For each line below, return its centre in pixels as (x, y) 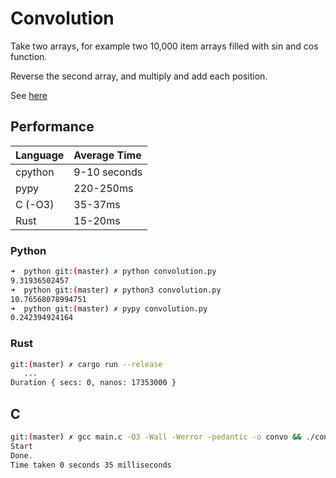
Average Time (107, 155)
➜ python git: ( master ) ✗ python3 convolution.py (116, 290)
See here (29, 95)
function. (29, 56)
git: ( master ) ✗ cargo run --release (86, 364)
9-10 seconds (108, 172)
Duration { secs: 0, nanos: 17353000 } (93, 383)
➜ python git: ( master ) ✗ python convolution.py (113, 272)
